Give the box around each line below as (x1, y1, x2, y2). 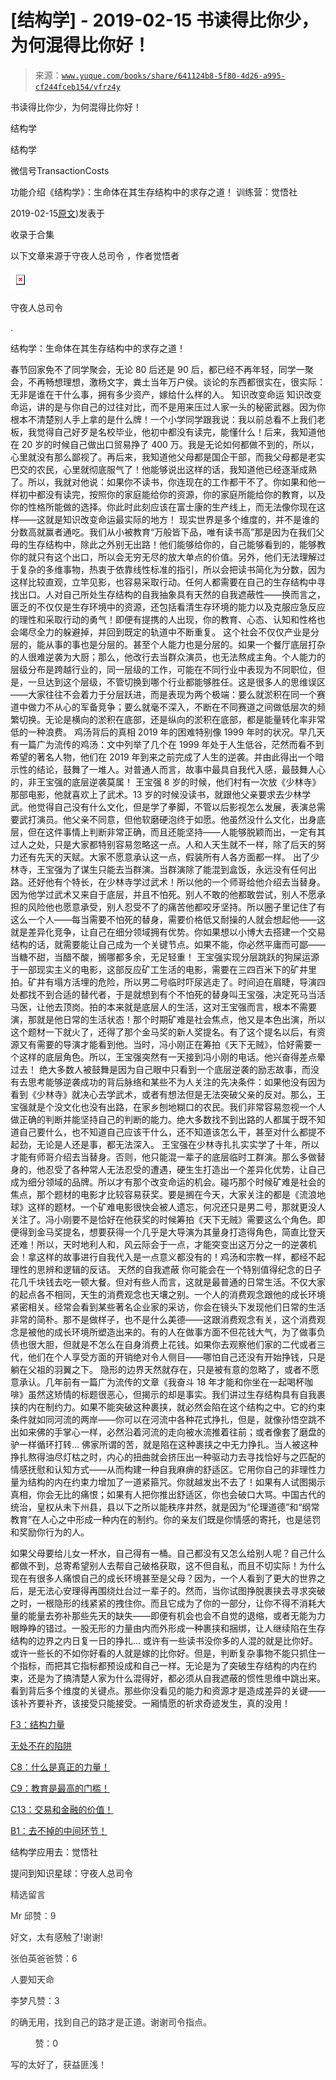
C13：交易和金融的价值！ (10, 1803, 114, 1815)
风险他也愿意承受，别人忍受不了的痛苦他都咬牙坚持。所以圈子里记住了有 (27, 901, 326, 913)
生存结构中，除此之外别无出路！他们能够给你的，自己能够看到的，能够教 (27, 538, 326, 550)
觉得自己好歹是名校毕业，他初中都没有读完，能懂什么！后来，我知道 (36, 426, 317, 438)
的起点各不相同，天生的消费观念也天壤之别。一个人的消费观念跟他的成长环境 (10, 1288, 326, 1300)
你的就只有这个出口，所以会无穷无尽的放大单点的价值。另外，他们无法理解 (10, 551, 317, 563)
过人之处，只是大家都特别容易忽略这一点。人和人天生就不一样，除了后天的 (10, 838, 317, 850)
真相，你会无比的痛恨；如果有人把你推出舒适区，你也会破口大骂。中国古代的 (10, 1488, 326, 1500)
